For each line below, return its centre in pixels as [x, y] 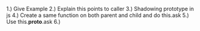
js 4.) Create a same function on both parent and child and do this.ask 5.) [98, 15]
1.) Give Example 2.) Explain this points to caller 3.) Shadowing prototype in [100, 9]
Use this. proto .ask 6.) [33, 22]
